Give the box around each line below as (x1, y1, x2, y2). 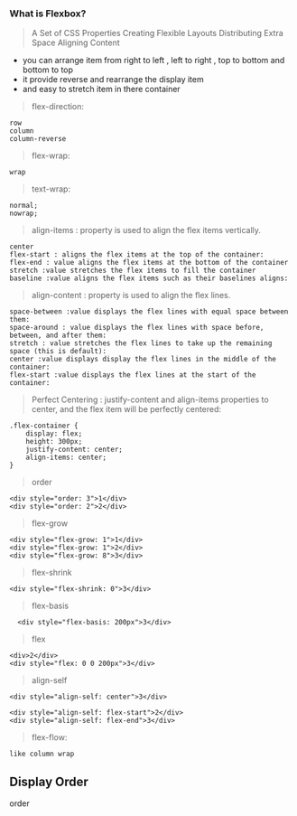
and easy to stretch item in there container (22, 84, 181, 95)
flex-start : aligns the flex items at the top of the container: (9, 250, 265, 259)
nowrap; (9, 209, 39, 219)
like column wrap (9, 749, 75, 759)
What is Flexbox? (9, 7, 87, 20)
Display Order (9, 774, 88, 789)
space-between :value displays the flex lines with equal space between (9, 307, 289, 316)
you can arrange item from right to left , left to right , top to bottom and (22, 55, 285, 66)
